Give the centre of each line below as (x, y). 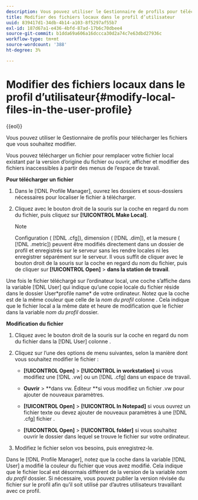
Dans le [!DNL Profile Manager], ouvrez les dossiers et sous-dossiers (99, 191)
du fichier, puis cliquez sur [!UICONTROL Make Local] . (81, 215)
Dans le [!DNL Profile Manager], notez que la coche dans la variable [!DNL (96, 459)
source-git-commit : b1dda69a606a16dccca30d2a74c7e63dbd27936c (84, 34)
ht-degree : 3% (24, 50)
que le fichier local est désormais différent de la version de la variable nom (97, 472)
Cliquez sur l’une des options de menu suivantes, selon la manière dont (101, 353)
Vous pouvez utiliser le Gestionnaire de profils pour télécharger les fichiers (97, 137)
